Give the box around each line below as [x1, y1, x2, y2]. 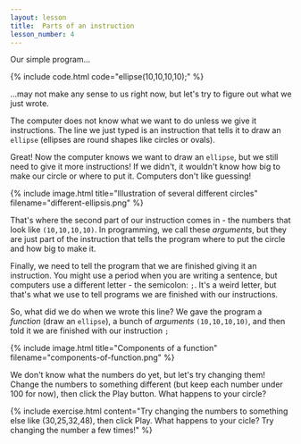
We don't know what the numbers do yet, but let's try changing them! [10, 370, 266, 381]
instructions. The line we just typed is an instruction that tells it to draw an [10, 125, 281, 136]
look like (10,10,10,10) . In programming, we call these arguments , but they [10, 224, 287, 235]
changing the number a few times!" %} [10, 425, 153, 436]
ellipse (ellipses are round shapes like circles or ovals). [10, 135, 215, 146]
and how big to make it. [10, 243, 96, 255]
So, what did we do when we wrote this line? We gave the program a [10, 306, 263, 317]
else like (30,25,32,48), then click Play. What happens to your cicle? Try [10, 415, 274, 426]
